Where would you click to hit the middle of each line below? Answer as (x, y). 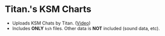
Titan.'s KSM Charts (48, 9)
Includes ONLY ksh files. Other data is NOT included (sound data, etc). (86, 28)
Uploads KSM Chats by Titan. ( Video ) (51, 23)
